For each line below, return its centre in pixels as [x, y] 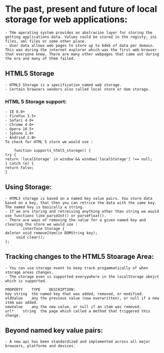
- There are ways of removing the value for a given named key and [76, 220]
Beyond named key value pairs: [54, 331]
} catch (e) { [20, 163]
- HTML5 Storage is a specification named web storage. [63, 85]
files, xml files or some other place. [46, 41]
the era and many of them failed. [41, 58]
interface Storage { [44, 228]
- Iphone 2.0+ [20, 133]
